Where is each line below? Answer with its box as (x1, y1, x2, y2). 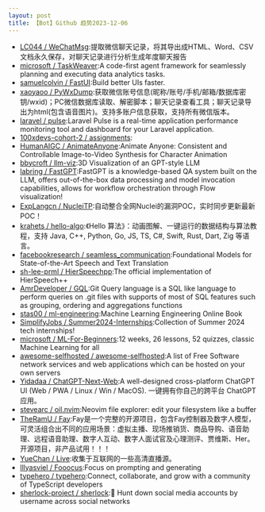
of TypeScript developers (19, 479, 103, 489)
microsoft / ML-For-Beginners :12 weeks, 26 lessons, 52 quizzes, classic (19, 334, 255, 344)
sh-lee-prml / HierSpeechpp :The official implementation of (19, 267, 212, 276)
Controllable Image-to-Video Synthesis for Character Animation (19, 149, 228, 159)
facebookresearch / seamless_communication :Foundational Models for (19, 249, 252, 259)
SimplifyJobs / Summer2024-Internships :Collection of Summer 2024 (19, 317, 245, 326)
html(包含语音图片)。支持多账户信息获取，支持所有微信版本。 (33, 106, 234, 116)
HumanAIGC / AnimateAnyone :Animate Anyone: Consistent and (19, 141, 228, 151)
